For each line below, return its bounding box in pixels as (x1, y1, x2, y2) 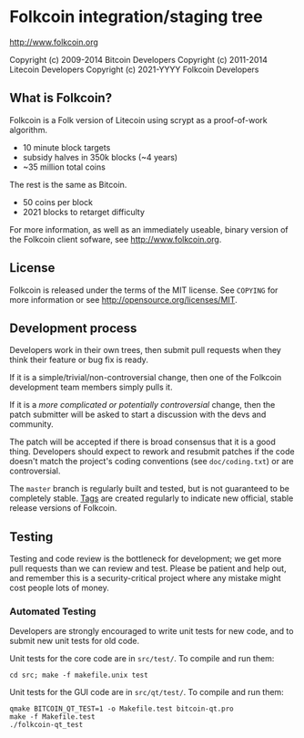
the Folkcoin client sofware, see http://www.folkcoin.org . (9, 234, 222, 244)
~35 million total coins (22, 161, 106, 172)
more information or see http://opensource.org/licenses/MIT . (9, 294, 238, 305)
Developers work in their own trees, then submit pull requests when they (9, 345, 282, 356)
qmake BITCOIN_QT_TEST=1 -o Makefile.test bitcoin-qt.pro (9, 704, 234, 713)
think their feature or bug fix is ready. (9, 354, 148, 366)
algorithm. (9, 124, 48, 135)
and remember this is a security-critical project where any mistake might (9, 573, 281, 584)
